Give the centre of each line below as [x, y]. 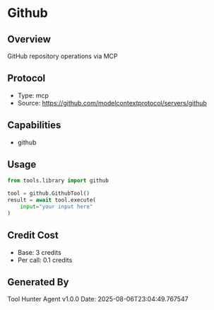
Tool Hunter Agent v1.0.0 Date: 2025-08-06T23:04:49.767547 [98, 299]
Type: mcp [33, 95]
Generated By [38, 282]
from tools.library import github [58, 181]
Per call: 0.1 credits [45, 260]
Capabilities [34, 125]
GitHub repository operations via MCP [63, 56]
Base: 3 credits [39, 252]
